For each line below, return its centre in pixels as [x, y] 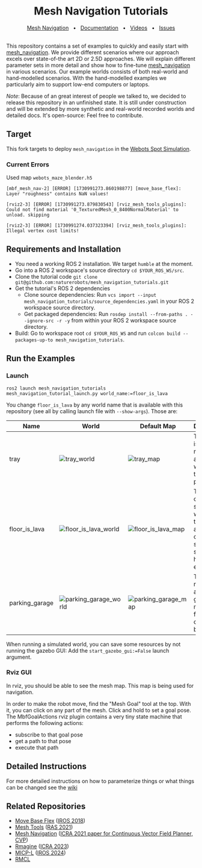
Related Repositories [46, 806]
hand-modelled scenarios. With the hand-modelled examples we [87, 78]
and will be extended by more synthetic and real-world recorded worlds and [100, 109]
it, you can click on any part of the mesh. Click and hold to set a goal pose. [99, 710]
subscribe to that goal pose [49, 735]
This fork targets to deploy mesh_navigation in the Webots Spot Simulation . [99, 148]
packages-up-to [34, 340]
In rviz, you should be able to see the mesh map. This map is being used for [100, 685]
